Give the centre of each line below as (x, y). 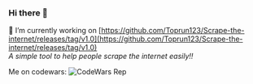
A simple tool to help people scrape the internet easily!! (101, 57)
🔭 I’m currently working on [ (55, 31)
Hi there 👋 (28, 13)
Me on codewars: (38, 72)
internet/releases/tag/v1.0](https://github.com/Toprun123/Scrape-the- (126, 39)
